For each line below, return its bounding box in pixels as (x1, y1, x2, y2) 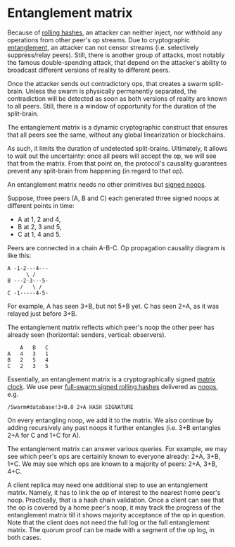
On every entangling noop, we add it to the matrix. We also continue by (7, 416, 213, 424)
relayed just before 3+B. (7, 309, 77, 318)
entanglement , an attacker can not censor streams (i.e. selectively (7, 43, 199, 51)
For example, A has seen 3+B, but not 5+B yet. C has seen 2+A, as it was (7, 302, 220, 310)
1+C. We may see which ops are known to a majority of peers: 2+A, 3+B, (7, 460, 218, 468)
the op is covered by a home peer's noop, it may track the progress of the (7, 503, 222, 512)
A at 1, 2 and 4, (17, 215, 61, 223)
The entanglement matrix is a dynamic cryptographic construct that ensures (7, 123, 229, 131)
